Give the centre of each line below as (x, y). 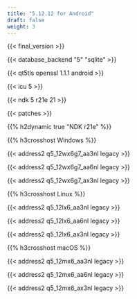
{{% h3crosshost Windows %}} (52, 140)
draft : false (26, 20)
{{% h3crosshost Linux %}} (46, 194)
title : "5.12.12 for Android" (51, 14)
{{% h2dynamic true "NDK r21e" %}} (60, 127)
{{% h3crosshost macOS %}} (49, 248)
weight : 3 (21, 26)
